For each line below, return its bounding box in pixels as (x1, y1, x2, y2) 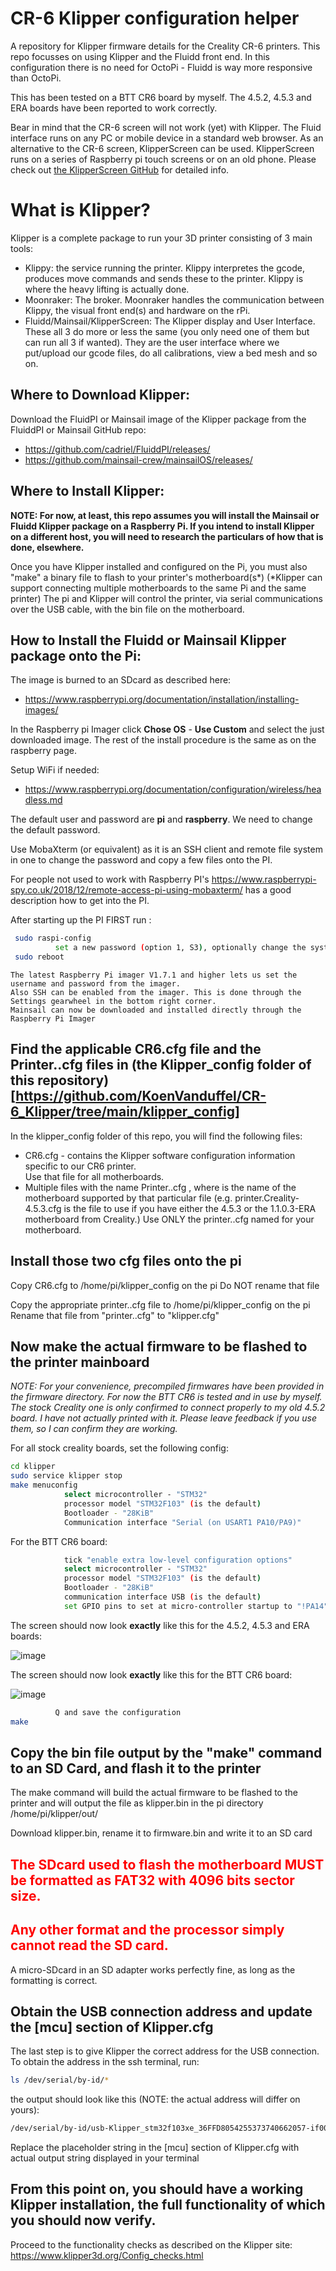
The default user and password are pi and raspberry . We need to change (10, 813, 313, 826)
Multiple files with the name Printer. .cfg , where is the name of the (24, 1181, 297, 1193)
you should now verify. (10, 2212, 157, 2229)
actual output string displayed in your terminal (10, 2152, 200, 2164)
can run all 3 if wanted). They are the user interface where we (24, 336, 280, 348)
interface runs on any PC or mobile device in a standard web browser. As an (10, 132, 324, 144)
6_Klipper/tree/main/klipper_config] (10, 1103, 240, 1121)
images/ (24, 704, 59, 716)
